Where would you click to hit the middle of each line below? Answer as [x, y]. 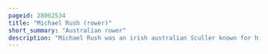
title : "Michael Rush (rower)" [60, 23]
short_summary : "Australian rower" [67, 30]
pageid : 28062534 [37, 15]
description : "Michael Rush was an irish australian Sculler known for [130, 38]
